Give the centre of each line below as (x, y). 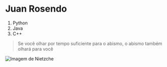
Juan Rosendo (36, 9)
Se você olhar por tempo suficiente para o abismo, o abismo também (90, 43)
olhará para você (35, 49)
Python (20, 23)
